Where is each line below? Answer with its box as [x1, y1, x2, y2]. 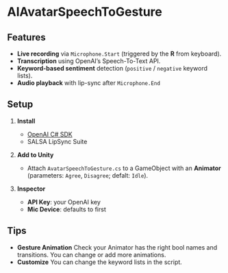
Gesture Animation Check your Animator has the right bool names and [16, 243, 218, 251]
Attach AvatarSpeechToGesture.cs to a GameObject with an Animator [27, 164, 221, 172]
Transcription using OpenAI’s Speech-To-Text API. [16, 57, 161, 65]
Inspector [16, 185, 46, 193]
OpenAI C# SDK [27, 130, 73, 138]
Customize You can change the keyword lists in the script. [16, 258, 183, 266]
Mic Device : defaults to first [27, 205, 106, 213]
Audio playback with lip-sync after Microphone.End [16, 79, 161, 86]
